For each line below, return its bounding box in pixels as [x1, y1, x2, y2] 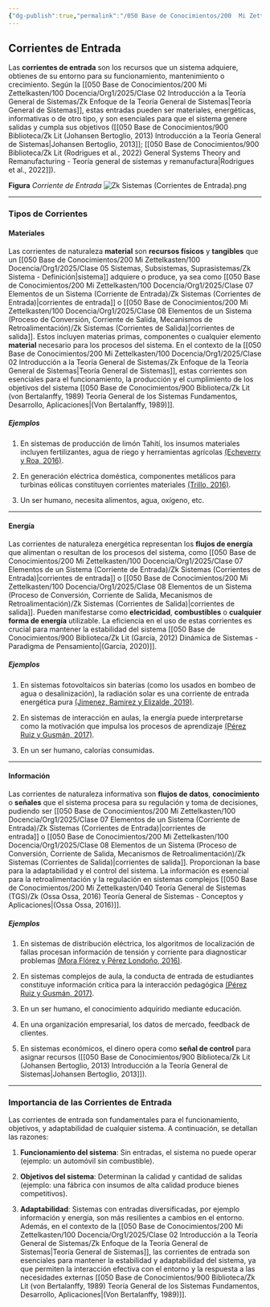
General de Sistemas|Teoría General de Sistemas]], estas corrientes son [8, 366, 247, 375]
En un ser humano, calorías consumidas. [19, 745, 155, 755]
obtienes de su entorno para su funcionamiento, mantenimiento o [8, 71, 225, 81]
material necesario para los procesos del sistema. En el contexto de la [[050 [8, 340, 262, 349]
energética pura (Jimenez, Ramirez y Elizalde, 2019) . [19, 696, 194, 707]
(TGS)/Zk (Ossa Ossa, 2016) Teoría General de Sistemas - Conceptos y [8, 891, 243, 901]
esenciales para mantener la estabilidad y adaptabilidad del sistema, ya [19, 1256, 256, 1265]
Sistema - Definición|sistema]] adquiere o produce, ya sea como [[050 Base [8, 272, 261, 281]
